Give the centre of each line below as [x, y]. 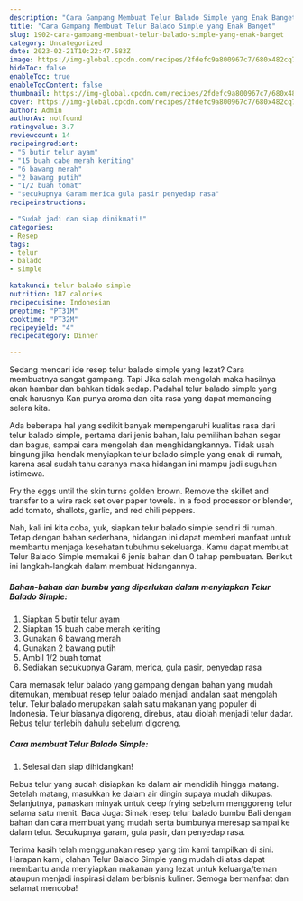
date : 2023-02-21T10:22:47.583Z [70, 52]
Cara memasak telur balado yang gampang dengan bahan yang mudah [141, 685]
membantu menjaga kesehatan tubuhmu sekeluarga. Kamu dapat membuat [149, 547]
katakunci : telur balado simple [70, 286]
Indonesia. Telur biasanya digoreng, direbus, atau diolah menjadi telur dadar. [151, 714]
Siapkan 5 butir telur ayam [71, 619]
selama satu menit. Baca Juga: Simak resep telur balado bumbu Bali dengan [151, 813]
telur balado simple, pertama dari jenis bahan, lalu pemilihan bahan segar [145, 436]
